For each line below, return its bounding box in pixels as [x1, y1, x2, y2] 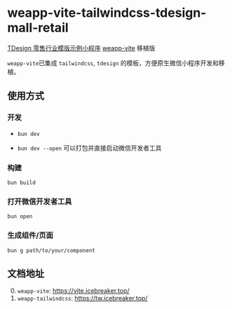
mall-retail [7, 20, 69, 36]
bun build [7, 179, 36, 186]
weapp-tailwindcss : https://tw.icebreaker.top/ [17, 294, 148, 303]
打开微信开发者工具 [7, 196, 72, 206]
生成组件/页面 [7, 231, 54, 240]
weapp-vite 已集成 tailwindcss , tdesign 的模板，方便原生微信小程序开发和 [7, 58, 219, 67]
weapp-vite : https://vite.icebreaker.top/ [17, 287, 130, 295]
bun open [7, 213, 33, 220]
